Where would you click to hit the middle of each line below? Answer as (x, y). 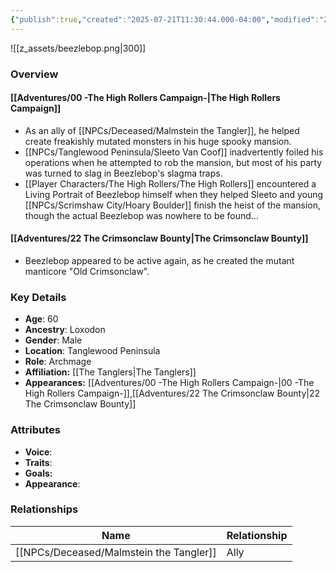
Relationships (44, 509)
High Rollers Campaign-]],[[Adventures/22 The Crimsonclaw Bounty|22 (172, 393)
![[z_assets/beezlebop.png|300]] (78, 48)
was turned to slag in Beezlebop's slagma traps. (123, 173)
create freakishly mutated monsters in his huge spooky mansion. (158, 141)
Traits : (38, 462)
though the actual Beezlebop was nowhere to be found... (141, 215)
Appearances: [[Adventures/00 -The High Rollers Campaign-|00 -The (169, 383)
